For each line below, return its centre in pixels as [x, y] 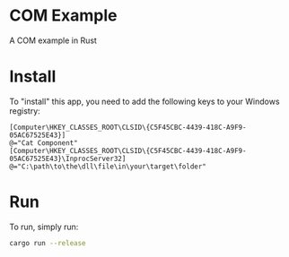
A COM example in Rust [53, 40]
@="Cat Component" [44, 143]
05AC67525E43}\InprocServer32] [68, 158]
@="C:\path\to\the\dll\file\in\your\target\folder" [108, 167]
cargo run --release [48, 243]
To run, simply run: [44, 227]
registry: [25, 111]
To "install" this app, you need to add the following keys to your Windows [144, 101]
